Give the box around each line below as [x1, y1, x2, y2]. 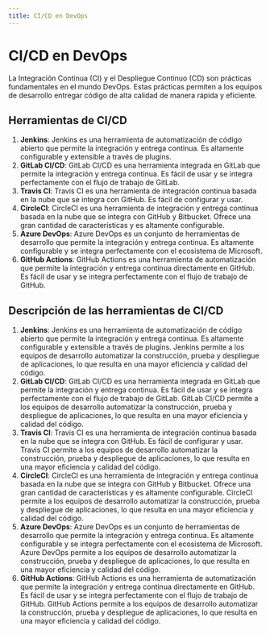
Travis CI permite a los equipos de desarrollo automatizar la [19, 445, 218, 455]
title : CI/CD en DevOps [8, 11, 89, 20]
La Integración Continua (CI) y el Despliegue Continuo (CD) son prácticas [8, 73, 252, 83]
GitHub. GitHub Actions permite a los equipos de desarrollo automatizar [19, 599, 259, 609]
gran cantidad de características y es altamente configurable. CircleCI [19, 488, 253, 498]
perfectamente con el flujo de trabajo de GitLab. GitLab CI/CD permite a [19, 394, 259, 404]
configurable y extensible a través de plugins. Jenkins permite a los [19, 342, 244, 352]
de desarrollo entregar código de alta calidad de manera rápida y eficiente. [8, 90, 257, 100]
